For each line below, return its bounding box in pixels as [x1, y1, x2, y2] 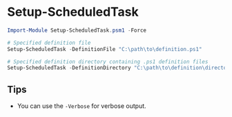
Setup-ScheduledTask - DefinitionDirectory [7, 65, 131, 72]
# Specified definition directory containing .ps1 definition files [7, 58, 209, 65]
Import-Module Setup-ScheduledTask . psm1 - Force [7, 27, 147, 34]
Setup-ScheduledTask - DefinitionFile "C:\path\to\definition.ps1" [7, 45, 202, 52]
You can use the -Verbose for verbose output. [17, 102, 146, 110]
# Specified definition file [7, 39, 91, 46]
